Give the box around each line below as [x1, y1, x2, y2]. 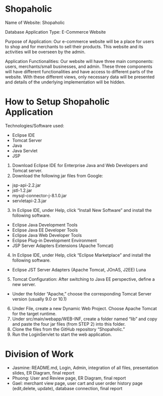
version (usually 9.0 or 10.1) [12, 296, 67, 302]
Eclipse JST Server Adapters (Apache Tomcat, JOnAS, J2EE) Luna [12, 267, 146, 272]
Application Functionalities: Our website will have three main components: [5, 58, 154, 64]
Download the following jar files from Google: [12, 172, 103, 179]
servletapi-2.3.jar [12, 198, 47, 204]
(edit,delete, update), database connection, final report [12, 385, 123, 391]
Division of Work [5, 349, 74, 360]
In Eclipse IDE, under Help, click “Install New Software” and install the [12, 207, 152, 213]
